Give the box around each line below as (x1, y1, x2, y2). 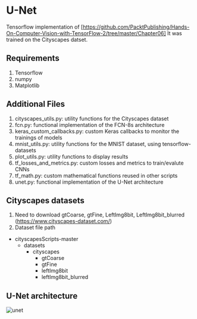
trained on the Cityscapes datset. (6, 36, 88, 43)
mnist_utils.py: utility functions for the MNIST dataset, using (14, 140, 161, 147)
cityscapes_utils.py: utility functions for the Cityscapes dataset (14, 114, 169, 122)
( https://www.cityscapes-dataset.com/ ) (14, 218, 112, 225)
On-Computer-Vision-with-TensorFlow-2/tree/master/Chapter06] (6, 29, 167, 36)
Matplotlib (14, 82, 40, 89)
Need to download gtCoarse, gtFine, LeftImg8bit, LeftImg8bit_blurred (14, 211, 185, 218)
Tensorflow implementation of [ (6, 23, 83, 30)
